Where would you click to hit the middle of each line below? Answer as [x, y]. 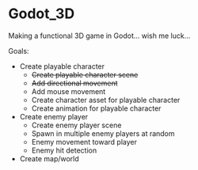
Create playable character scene [85, 74]
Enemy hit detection [64, 150]
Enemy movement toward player [84, 142]
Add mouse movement [69, 91]
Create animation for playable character [96, 108]
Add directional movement [74, 83]
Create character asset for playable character [106, 100]
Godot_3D [42, 14]
